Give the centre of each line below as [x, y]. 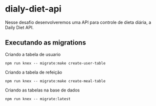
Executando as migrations [46, 43]
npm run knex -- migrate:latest [38, 99]
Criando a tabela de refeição [34, 72]
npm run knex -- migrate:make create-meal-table [55, 81]
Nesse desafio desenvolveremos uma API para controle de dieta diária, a [78, 22]
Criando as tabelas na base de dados [42, 90]
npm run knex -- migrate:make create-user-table [55, 63]
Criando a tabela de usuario [33, 54]
